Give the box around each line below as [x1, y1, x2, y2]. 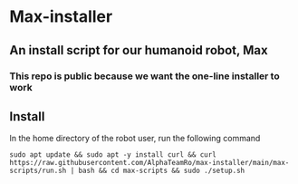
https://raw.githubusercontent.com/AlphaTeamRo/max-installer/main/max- [9, 159, 290, 168]
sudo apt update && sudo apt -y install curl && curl [9, 150, 217, 160]
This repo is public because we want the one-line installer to [9, 70, 280, 82]
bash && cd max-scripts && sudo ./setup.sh [78, 166, 245, 176]
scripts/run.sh [9, 166, 67, 176]
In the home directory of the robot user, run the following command [9, 133, 261, 144]
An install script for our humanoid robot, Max [9, 43, 269, 58]
